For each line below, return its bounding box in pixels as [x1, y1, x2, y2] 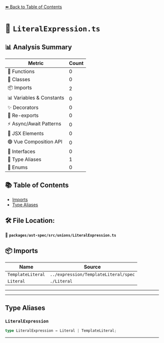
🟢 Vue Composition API [7, 138, 62, 145]
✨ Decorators [7, 104, 39, 111]
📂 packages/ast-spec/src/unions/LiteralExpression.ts [5, 232, 116, 238]
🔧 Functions [7, 68, 35, 75]
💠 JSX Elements [7, 130, 44, 137]
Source [83, 263, 101, 270]
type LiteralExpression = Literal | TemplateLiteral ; [5, 328, 117, 333]
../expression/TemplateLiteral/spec [49, 272, 135, 278]
